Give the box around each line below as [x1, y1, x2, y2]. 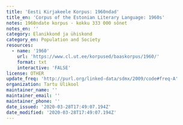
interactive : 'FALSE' [17, 64, 71, 71]
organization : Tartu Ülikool [6, 82, 79, 88]
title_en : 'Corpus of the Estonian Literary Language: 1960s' [6, 14, 165, 20]
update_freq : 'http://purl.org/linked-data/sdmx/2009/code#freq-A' [6, 76, 179, 82]
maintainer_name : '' [6, 87, 58, 93]
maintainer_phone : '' [6, 98, 61, 104]
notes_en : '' [6, 25, 39, 32]
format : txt [17, 59, 47, 65]
